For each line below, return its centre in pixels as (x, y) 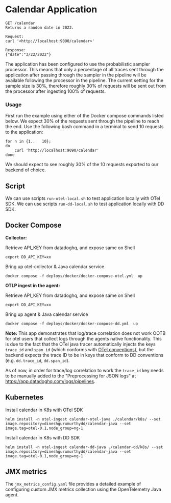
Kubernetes (25, 398)
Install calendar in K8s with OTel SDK (44, 410)
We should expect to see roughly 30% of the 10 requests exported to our (82, 165)
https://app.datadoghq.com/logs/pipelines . (50, 381)
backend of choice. (26, 170)
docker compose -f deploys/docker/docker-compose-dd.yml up (72, 324)
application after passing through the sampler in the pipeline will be (76, 75)
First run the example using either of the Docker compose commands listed (84, 116)
